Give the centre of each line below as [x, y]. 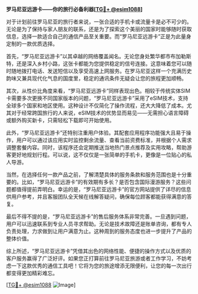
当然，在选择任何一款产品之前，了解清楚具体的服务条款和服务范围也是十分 [96, 175]
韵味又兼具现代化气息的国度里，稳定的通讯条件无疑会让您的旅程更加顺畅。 [96, 78]
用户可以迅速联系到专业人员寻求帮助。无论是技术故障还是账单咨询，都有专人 [99, 224]
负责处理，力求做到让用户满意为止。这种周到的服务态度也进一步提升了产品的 [99, 231]
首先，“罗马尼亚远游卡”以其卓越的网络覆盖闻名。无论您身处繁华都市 [88, 56]
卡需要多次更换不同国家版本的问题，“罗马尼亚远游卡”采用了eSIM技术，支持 [97, 98]
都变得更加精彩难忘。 [32, 273]
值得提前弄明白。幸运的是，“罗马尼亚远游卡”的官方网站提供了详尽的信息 [104, 189]
